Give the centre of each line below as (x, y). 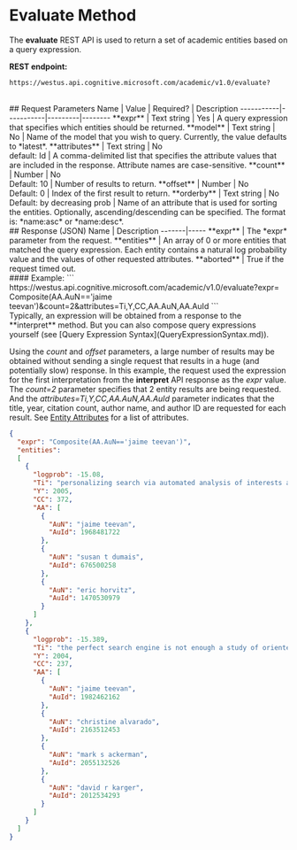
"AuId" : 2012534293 (84, 796)
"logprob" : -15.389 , (70, 639)
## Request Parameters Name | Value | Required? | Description (124, 108)
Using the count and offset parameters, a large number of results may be (142, 352)
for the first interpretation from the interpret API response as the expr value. (148, 379)
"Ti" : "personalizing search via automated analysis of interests (157, 483)
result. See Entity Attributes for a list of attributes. (99, 417)
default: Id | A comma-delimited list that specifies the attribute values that (143, 155)
